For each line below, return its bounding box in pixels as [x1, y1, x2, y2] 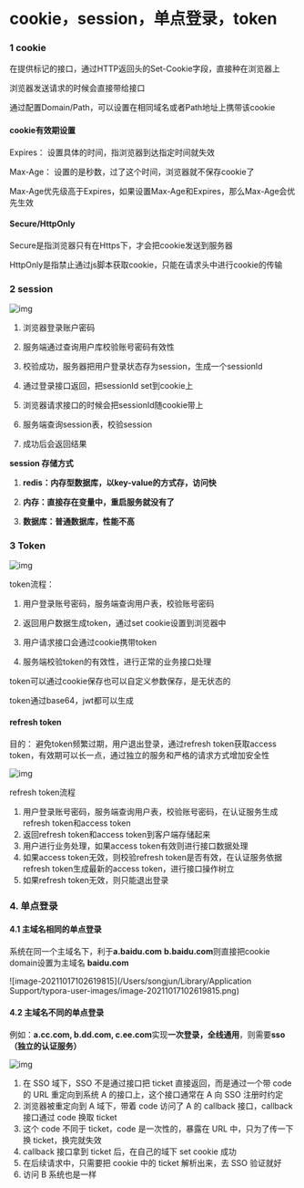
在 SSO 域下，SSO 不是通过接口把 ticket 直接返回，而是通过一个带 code [22, 1078, 292, 1089]
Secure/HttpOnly [9, 218, 76, 229]
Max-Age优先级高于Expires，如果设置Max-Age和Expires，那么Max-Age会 [9, 185, 288, 196]
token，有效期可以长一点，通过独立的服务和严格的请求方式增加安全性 [9, 749, 270, 760]
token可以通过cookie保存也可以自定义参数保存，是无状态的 [9, 676, 231, 687]
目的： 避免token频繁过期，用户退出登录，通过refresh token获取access [9, 738, 278, 749]
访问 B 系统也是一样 [22, 1169, 97, 1180]
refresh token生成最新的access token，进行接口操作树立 [22, 863, 235, 874]
